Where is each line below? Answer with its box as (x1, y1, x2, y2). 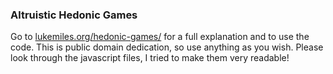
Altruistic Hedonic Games (10, 8, 138, 22)
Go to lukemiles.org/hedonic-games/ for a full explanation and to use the (10, 31, 310, 43)
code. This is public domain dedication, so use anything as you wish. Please (10, 41, 324, 53)
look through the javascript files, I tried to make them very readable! (10, 52, 290, 64)
